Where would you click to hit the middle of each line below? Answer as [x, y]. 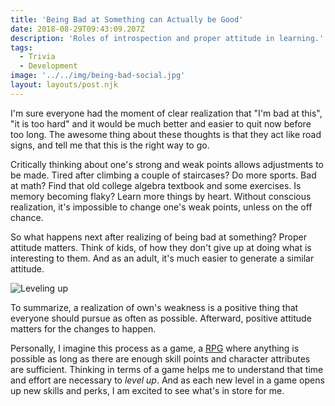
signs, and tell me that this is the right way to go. [110, 145]
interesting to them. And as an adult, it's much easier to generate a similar [162, 258]
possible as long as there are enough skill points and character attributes [160, 358]
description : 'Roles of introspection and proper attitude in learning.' [167, 38]
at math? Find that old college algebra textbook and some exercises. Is [156, 185]
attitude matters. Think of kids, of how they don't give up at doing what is [161, 247]
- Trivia [37, 57]
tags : [21, 47]
